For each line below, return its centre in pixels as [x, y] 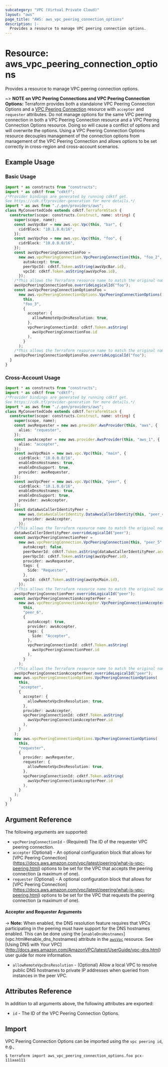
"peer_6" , [33, 612]
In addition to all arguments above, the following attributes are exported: [79, 1003]
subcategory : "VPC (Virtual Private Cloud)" [52, 10]
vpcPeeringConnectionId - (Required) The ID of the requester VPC [80, 841]
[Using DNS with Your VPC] [33, 944]
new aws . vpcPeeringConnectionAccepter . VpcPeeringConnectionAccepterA [92, 603]
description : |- [22, 24]
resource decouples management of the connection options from [72, 136]
